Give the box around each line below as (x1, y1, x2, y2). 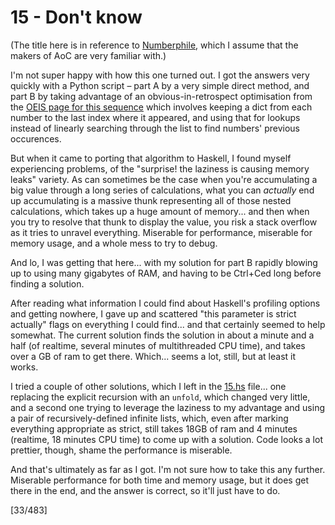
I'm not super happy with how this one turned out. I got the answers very (10, 69, 310, 81)
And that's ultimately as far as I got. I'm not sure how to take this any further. (10, 463, 326, 475)
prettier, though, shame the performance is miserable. (10, 444, 233, 456)
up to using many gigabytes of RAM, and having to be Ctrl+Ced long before (10, 267, 322, 279)
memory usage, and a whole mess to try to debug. (10, 237, 218, 249)
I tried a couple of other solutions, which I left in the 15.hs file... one (10, 380, 287, 392)
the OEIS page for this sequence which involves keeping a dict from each (10, 101, 313, 113)
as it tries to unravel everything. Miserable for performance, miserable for (10, 226, 313, 238)
